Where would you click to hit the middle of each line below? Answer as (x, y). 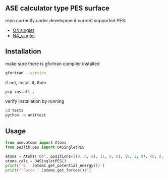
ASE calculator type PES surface (57, 8)
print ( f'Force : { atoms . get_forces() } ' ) (48, 170)
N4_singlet (24, 35)
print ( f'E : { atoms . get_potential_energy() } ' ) (55, 166)
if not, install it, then (26, 82)
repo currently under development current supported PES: (66, 20)
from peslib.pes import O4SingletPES (45, 147)
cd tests (14, 110)
